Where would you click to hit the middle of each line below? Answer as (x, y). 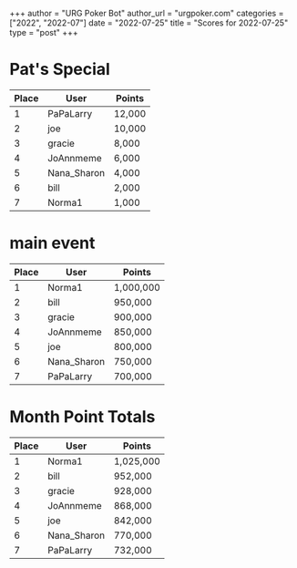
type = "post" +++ (44, 32)
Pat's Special (60, 70)
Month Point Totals (82, 417)
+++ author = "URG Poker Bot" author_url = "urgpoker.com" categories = (147, 13)
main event (52, 243)
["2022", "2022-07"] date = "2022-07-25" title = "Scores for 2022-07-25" (149, 23)
